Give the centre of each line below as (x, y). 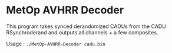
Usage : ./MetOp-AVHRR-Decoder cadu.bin (56, 44)
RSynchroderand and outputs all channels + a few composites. (82, 32)
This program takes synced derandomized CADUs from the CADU (86, 26)
